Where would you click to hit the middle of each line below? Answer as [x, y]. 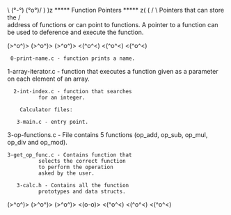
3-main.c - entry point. [53, 122]
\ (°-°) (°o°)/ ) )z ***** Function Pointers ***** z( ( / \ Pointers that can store [116, 10]
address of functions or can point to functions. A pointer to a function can [113, 25]
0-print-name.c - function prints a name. [73, 58]
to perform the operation [75, 167]
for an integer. [62, 97]
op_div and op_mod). [37, 142]
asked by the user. [66, 173]
